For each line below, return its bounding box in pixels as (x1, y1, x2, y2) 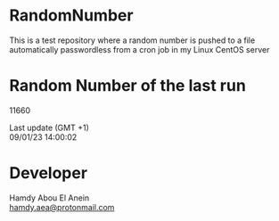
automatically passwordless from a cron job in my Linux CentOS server (9, 44, 270, 54)
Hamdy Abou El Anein (9, 192, 90, 203)
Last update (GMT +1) (9, 122, 89, 133)
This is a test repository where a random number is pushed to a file (9, 35, 256, 45)
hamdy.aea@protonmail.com (9, 201, 115, 212)
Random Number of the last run (9, 76, 247, 96)
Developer (9, 163, 87, 184)
